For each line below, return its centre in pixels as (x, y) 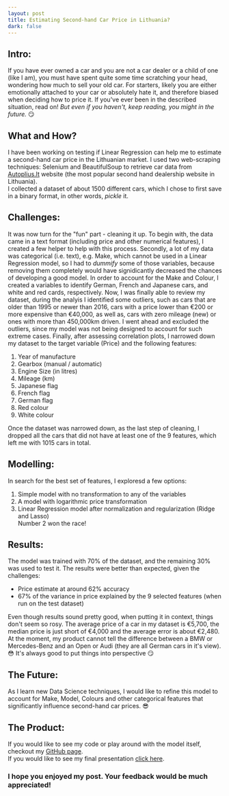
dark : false (25, 26)
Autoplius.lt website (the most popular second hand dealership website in (111, 174)
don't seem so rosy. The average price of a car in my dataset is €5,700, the (113, 624)
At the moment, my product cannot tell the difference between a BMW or (110, 639)
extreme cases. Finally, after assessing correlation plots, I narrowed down (111, 336)
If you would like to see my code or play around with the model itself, (105, 744)
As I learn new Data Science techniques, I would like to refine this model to (113, 691)
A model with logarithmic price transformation (82, 501)
